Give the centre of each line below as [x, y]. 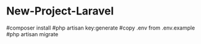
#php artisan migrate [32, 34]
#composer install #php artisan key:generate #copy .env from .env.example [101, 28]
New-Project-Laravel [60, 11]
